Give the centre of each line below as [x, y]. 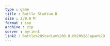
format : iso [18, 23]
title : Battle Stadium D [31, 14]
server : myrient [23, 32]
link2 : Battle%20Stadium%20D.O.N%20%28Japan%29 [55, 36]
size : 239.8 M [20, 18]
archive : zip [19, 27]
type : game [17, 9]
